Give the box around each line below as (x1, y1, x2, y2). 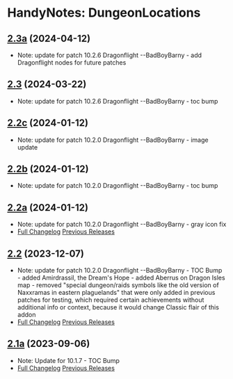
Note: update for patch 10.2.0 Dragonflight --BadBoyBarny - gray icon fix (17, 220, 227, 229)
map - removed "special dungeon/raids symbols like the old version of (17, 281, 219, 289)
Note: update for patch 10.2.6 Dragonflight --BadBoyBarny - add (17, 51, 202, 59)
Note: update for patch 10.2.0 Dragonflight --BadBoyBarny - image (17, 136, 209, 144)
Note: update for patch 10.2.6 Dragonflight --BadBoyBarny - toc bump (17, 97, 218, 105)
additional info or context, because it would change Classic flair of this (17, 303, 219, 312)
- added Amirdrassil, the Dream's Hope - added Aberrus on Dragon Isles (17, 273, 225, 282)
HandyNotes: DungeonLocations (7, 5, 201, 21)
